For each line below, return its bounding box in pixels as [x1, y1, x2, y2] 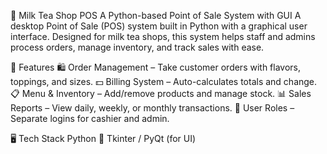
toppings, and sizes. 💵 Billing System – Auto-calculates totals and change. [10, 76, 318, 87]
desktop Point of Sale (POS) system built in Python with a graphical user [10, 20, 308, 32]
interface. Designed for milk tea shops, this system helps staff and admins [10, 31, 316, 42]
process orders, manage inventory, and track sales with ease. [10, 41, 265, 53]
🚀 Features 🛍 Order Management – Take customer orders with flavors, [10, 61, 302, 73]
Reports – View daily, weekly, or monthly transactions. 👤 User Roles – [10, 102, 295, 114]
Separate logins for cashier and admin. [10, 113, 170, 124]
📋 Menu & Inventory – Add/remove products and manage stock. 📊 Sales [10, 88, 312, 99]
